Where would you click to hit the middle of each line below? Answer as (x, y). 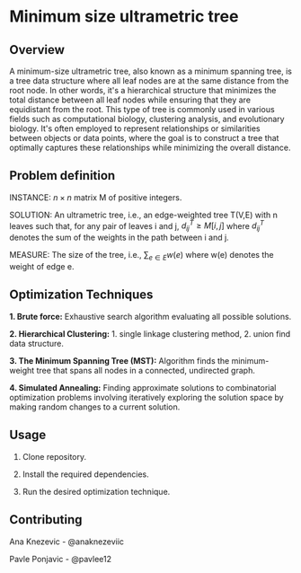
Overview (37, 50)
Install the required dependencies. (86, 474)
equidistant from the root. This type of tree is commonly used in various (142, 109)
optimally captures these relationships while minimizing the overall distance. (150, 147)
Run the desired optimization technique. (96, 491)
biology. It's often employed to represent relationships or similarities (135, 128)
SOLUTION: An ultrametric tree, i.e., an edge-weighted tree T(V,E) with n (144, 215)
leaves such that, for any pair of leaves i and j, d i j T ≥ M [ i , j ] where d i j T (137, 226)
